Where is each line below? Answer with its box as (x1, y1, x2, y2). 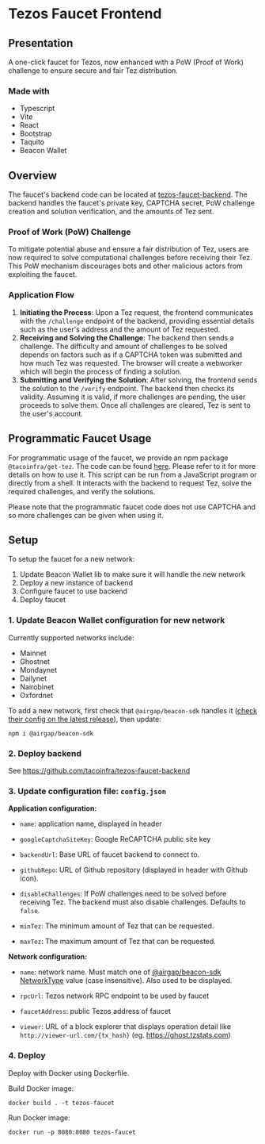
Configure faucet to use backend (19, 586, 128, 596)
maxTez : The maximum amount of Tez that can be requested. (19, 937, 216, 946)
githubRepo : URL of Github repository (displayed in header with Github (19, 866, 248, 875)
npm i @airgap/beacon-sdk (8, 729, 93, 738)
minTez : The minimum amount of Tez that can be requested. (19, 921, 214, 931)
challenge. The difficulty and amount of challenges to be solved (19, 341, 228, 351)
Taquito (19, 137, 45, 147)
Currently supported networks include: (8, 632, 134, 643)
